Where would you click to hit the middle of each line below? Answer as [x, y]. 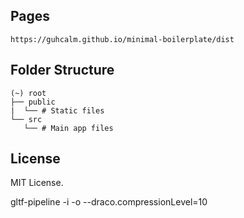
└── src [26, 119]
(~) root [28, 93]
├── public [33, 102]
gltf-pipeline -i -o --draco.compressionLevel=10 [109, 202]
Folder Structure [62, 70]
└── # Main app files [68, 128]
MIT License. [37, 183]
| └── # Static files [57, 110]
